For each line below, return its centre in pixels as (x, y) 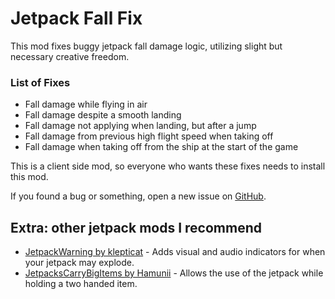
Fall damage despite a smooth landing (103, 115)
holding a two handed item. (81, 284)
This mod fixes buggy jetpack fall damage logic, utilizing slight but (146, 46)
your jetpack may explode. (79, 263)
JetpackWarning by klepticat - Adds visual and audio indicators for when (175, 252)
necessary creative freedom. (70, 56)
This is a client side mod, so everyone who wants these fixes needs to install (168, 166)
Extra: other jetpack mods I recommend (136, 227)
